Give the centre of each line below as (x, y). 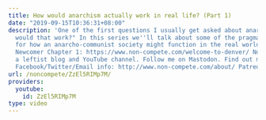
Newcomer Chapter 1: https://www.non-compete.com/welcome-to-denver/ (132, 52)
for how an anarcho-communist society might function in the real (127, 45)
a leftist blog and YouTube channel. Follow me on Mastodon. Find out (134, 60)
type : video (28, 103)
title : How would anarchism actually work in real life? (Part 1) (120, 15)
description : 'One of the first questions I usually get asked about (125, 30)
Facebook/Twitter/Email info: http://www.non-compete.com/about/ (125, 67)
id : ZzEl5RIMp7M (49, 96)
